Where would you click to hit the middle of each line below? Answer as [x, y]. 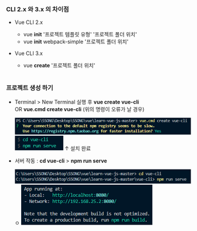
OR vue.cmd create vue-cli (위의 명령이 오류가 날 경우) [79, 109]
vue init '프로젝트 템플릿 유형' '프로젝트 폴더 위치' [80, 35]
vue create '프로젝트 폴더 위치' [59, 65]
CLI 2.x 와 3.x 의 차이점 [38, 9]
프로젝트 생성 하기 [30, 88]
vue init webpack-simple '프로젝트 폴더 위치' [76, 42]
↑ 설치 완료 [77, 149]
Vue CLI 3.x [28, 53]
